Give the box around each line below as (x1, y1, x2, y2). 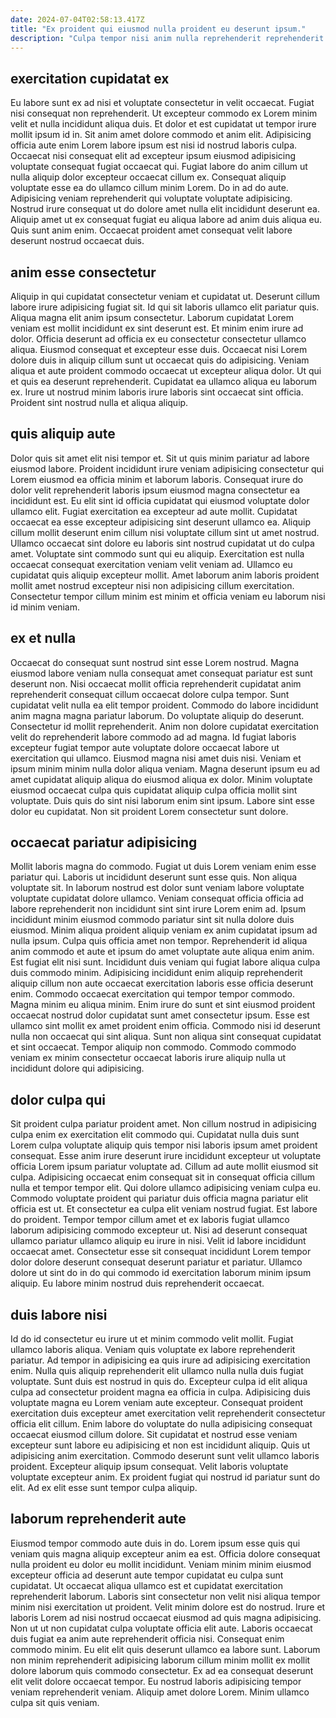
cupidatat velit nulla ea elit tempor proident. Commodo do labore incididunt (10, 699, 319, 711)
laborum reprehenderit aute (10, 1511, 187, 1528)
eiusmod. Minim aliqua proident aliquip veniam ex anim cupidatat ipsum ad (10, 924, 318, 936)
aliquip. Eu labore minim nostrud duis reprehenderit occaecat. (10, 1277, 265, 1290)
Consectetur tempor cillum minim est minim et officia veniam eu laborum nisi (10, 590, 326, 602)
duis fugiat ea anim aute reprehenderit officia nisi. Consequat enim (10, 1632, 285, 1645)
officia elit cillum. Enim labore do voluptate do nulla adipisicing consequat (10, 1418, 313, 1430)
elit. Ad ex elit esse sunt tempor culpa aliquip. (10, 1482, 198, 1494)
